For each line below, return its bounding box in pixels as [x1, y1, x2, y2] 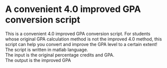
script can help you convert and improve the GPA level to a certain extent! [5, 41, 157, 47]
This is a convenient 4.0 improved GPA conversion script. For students [5, 30, 150, 36]
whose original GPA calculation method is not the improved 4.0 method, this [5, 36, 162, 42]
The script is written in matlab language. [5, 46, 89, 52]
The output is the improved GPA [5, 57, 71, 63]
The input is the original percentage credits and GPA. [5, 51, 114, 58]
